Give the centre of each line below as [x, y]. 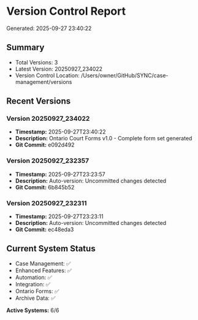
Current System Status [51, 249]
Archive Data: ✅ [36, 298]
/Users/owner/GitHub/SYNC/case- [124, 75]
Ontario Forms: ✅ [37, 291]
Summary [25, 48]
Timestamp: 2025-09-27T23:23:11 [59, 216]
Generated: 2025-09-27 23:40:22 [49, 28]
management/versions [44, 82]
